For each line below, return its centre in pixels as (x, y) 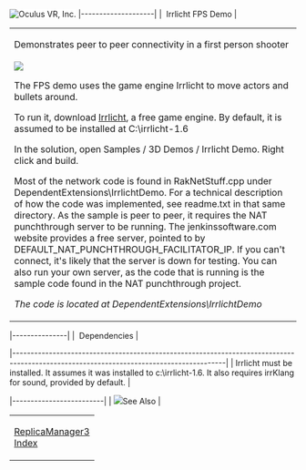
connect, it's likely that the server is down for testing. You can (146, 261)
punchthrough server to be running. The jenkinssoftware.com (145, 226)
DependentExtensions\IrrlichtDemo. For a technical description (148, 193)
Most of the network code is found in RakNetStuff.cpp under (143, 181)
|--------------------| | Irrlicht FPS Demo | (158, 14)
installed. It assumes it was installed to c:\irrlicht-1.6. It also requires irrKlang (152, 373)
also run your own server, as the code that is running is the (139, 272)
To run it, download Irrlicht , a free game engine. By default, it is (148, 117)
